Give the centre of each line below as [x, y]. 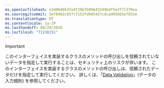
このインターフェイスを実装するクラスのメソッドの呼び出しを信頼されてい [80, 56]
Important [15, 46]
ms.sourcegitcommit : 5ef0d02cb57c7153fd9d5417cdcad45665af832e [71, 14]
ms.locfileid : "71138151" [31, 32]
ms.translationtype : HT [29, 19]
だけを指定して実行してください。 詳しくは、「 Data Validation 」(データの [82, 75]
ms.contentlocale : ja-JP [30, 23]
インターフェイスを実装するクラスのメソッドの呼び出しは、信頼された [80, 68]
